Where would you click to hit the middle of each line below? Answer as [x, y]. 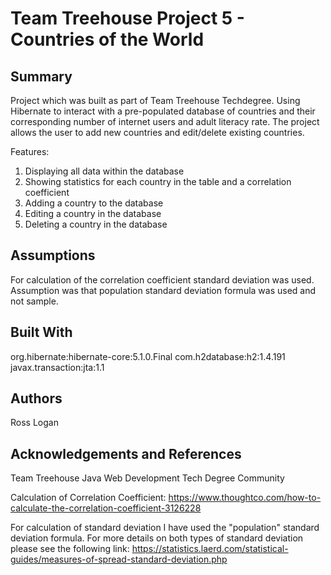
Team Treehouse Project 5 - [127, 18]
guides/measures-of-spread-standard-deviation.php [119, 559]
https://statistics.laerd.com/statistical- [210, 549]
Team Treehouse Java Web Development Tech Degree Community [147, 478]
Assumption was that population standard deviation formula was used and [163, 290]
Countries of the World [107, 39]
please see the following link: [70, 549]
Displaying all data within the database [104, 171]
